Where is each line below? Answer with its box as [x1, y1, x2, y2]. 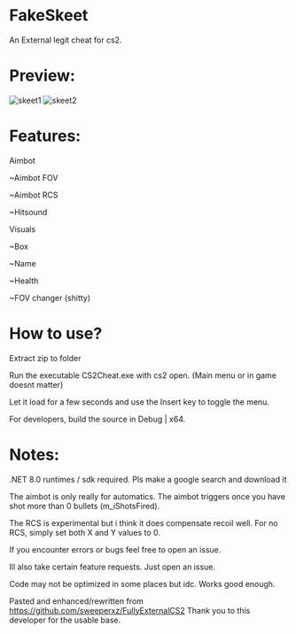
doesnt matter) [9, 379, 64, 390]
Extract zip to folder [9, 352, 82, 363]
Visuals [9, 223, 36, 235]
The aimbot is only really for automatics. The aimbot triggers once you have [9, 491, 286, 501]
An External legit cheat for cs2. [9, 35, 122, 45]
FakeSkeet [9, 5, 89, 26]
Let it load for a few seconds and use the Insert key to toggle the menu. [9, 396, 270, 407]
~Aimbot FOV [9, 172, 58, 182]
